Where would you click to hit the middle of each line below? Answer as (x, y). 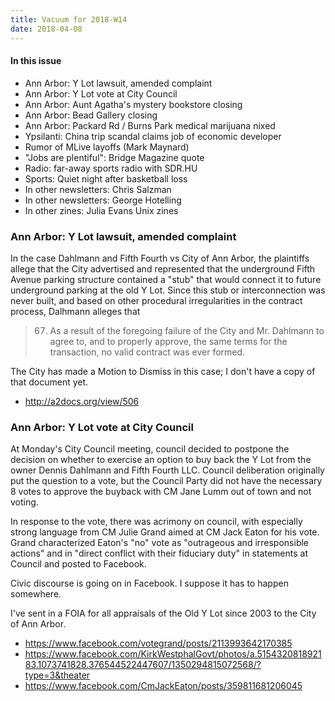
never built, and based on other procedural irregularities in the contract (156, 300)
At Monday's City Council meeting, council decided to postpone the (150, 449)
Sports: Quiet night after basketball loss (106, 178)
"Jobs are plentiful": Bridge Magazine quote (114, 157)
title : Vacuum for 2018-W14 (69, 19)
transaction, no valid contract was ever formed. (147, 352)
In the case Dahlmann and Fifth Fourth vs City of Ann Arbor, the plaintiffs (160, 258)
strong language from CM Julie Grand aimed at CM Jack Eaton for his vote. (165, 532)
